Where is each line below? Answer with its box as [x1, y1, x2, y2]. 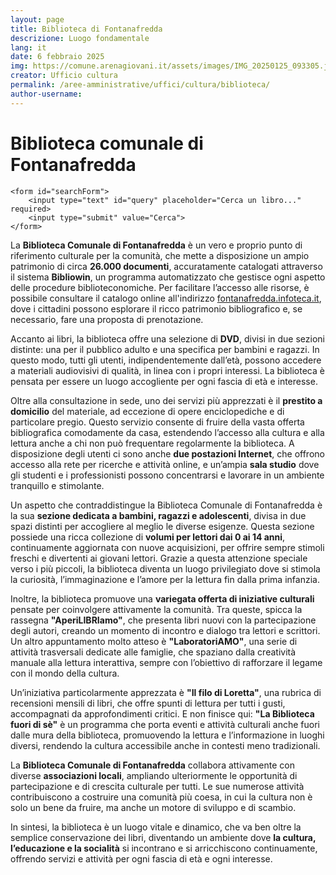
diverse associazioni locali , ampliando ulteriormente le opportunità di [10, 769, 298, 781]
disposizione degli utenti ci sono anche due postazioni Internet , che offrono [10, 447, 325, 460]
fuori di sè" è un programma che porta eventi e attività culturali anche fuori [10, 718, 320, 730]
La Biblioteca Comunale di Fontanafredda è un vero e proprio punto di [10, 239, 303, 251]
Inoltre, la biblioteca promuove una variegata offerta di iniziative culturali [10, 592, 315, 605]
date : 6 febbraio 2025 [10, 52, 105, 62]
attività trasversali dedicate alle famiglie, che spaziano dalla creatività [10, 646, 297, 658]
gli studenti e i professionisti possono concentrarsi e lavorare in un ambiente [10, 469, 325, 481]
